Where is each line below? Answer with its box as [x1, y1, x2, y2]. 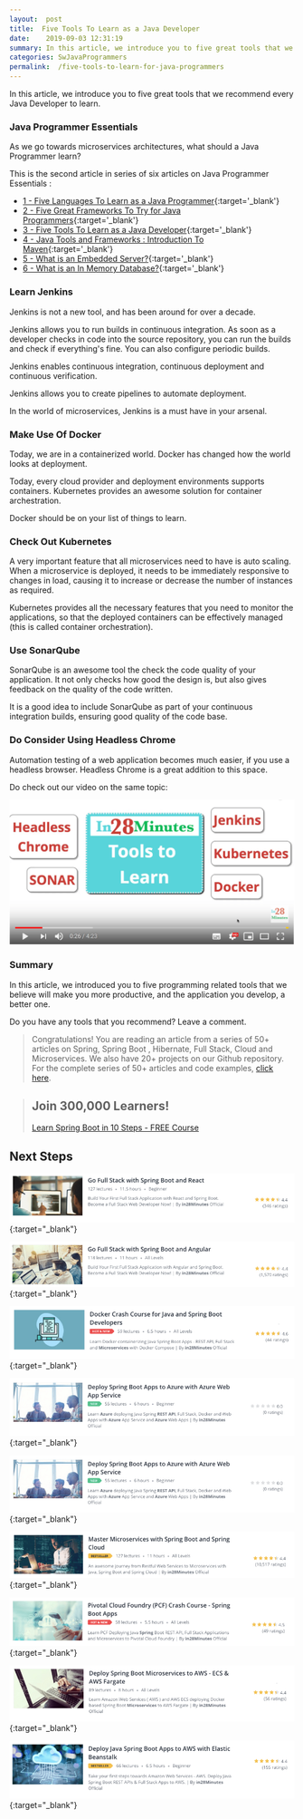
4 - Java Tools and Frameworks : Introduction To [22, 234, 204, 245]
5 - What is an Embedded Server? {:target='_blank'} [22, 254, 214, 265]
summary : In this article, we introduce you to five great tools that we [9, 44, 294, 53]
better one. [9, 998, 51, 1010]
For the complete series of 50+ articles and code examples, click [31, 1062, 274, 1073]
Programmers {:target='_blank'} [22, 215, 139, 226]
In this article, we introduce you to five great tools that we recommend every [9, 89, 294, 99]
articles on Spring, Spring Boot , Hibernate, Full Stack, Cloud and [31, 1043, 273, 1054]
